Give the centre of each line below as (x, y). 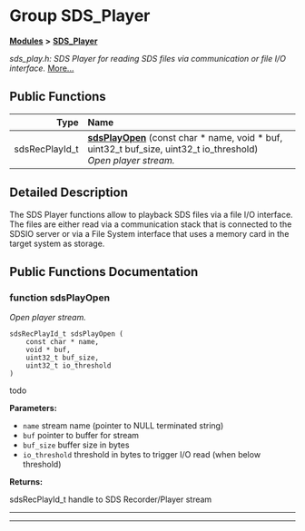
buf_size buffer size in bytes (76, 445)
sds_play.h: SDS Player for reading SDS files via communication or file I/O (148, 58)
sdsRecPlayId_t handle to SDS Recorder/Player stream (111, 499)
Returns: (26, 482)
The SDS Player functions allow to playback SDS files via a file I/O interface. (151, 214)
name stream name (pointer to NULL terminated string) (123, 426)
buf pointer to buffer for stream (80, 436)
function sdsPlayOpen (60, 298)
